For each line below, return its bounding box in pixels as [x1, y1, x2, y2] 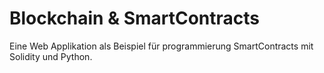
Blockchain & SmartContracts [9, 7, 261, 30]
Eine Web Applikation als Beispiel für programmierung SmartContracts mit [9, 40, 314, 52]
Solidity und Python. [9, 50, 93, 62]
